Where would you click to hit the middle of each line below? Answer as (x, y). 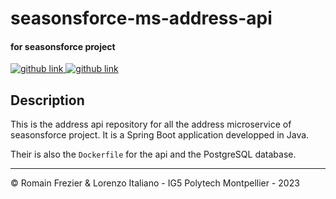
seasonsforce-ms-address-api (141, 18)
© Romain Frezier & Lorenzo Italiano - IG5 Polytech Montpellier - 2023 (155, 183)
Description (47, 100)
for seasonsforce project (63, 46)
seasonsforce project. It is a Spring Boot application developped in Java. (160, 135)
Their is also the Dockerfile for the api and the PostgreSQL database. (153, 154)
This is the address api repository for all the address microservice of (151, 124)
